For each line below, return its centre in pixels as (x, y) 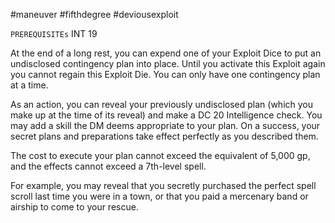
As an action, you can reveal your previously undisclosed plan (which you (161, 104)
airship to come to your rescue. (74, 207)
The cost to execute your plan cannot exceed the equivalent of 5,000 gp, (160, 155)
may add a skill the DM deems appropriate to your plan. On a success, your (165, 125)
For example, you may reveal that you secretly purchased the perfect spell (163, 185)
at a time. (29, 85)
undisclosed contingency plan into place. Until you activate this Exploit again (168, 63)
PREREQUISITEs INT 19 (54, 33)
